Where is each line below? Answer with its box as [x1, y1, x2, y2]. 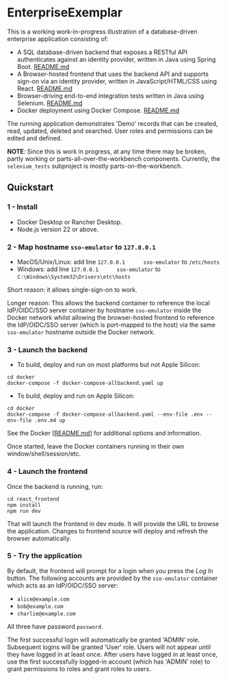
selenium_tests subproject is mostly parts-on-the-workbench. [7, 162, 183, 170]
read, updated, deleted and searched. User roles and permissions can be [7, 127, 213, 135]
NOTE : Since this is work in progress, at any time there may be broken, [7, 147, 206, 155]
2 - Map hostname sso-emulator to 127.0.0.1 [7, 242, 156, 251]
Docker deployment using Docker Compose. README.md [16, 106, 180, 114]
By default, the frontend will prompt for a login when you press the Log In [7, 566, 213, 575]
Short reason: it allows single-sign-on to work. [7, 286, 138, 294]
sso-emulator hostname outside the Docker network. [7, 327, 155, 336]
